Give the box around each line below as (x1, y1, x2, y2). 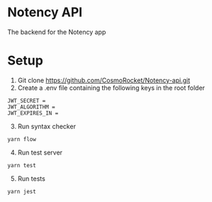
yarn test (7, 162, 37, 169)
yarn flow (7, 135, 37, 142)
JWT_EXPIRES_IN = (7, 109, 59, 117)
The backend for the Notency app (7, 28, 106, 36)
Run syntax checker (17, 122, 77, 130)
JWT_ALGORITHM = (7, 103, 55, 111)
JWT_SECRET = (7, 97, 46, 104)
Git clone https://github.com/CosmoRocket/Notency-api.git (17, 76, 190, 84)
